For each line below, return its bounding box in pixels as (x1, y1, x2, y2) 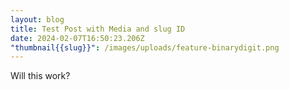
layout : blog (10, 14, 65, 25)
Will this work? (10, 70, 71, 82)
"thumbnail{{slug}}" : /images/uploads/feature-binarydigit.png (10, 42, 280, 53)
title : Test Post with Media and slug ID (10, 24, 186, 34)
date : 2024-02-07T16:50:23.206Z (10, 33, 145, 43)
